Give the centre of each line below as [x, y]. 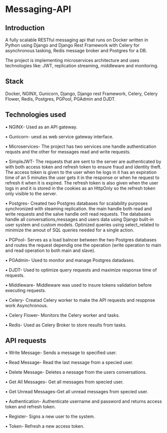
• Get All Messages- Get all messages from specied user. [64, 382]
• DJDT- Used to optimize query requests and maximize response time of [81, 270]
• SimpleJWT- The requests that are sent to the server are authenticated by [83, 161]
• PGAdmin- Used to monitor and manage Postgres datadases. [70, 260]
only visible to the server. [31, 193]
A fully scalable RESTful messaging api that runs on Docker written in [77, 40]
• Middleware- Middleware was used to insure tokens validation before [78, 285]
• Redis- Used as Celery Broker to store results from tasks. [66, 325]
